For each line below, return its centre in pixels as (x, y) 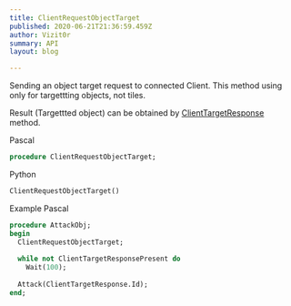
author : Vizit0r (40, 35)
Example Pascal (39, 208)
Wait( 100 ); (46, 268)
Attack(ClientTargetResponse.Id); (83, 284)
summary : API (34, 43)
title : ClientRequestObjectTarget (75, 18)
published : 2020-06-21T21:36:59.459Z (81, 26)
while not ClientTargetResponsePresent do (99, 259)
